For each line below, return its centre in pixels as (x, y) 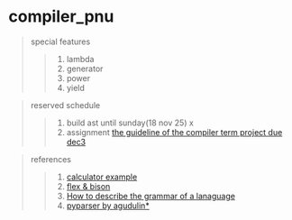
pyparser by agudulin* (108, 206)
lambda (80, 59)
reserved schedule (65, 105)
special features (60, 41)
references (50, 159)
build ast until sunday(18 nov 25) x (130, 123)
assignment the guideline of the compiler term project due (174, 132)
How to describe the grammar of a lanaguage (151, 196)
